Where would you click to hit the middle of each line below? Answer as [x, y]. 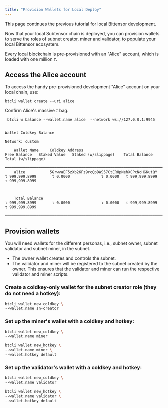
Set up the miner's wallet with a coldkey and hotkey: [70, 321]
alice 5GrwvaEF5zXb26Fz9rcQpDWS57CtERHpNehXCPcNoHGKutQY [86, 172]
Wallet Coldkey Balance [30, 133]
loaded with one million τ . [31, 59]
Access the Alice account [46, 75]
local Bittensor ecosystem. [32, 44]
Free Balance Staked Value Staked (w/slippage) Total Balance [79, 155]
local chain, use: [22, 92]
